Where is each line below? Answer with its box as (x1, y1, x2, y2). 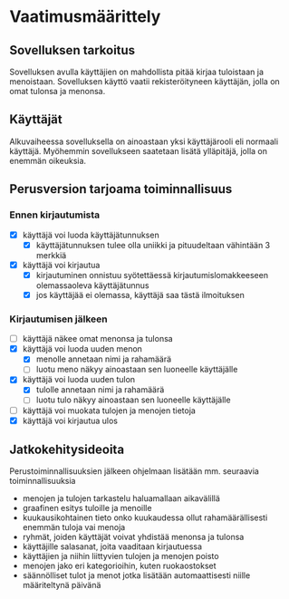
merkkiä (35, 249, 67, 260)
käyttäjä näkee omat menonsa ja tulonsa (22, 333, 174, 344)
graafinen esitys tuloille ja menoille (22, 503, 152, 514)
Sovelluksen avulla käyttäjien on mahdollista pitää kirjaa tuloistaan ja (9, 66, 265, 77)
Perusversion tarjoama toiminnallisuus (9, 181, 233, 197)
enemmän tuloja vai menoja (22, 522, 126, 533)
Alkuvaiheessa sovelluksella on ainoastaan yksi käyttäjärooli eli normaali (9, 136, 279, 147)
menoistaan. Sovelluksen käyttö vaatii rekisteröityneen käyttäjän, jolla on (9, 76, 281, 87)
